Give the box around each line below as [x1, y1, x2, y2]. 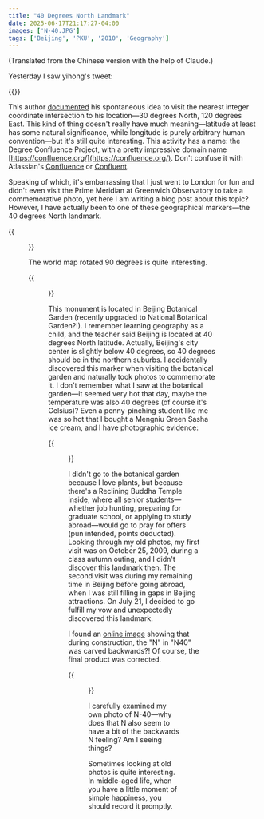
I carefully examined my [88, 701, 167, 711]
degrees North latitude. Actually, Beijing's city [48, 338, 199, 348]
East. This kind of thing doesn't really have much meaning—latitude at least [8, 119, 257, 129]
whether [68, 503, 96, 513]
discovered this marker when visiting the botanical [48, 364, 214, 373]
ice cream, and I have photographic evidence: [48, 423, 199, 432]
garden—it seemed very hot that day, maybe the [48, 389, 207, 399]
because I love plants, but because [68, 478, 183, 487]
